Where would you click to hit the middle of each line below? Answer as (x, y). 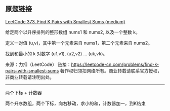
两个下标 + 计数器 (24, 92)
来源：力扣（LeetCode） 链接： (38, 64)
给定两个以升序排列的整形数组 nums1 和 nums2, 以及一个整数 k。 (73, 32)
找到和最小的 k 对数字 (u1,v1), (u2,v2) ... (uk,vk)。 (56, 53)
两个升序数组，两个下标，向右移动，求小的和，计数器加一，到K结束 (75, 103)
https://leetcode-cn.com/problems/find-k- (115, 64)
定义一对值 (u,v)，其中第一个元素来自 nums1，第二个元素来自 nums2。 (79, 43)
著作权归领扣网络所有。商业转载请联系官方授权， (111, 70)
